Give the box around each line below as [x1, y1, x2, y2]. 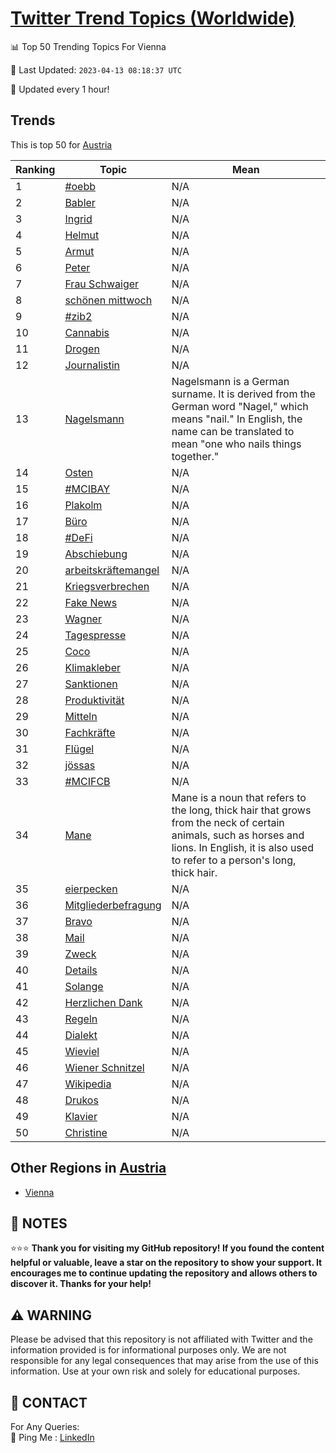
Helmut [64, 228, 100, 242]
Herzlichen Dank [64, 995, 143, 1009]
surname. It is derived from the [171, 387, 316, 401]
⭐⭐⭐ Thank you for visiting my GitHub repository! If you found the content [10, 1242, 325, 1254]
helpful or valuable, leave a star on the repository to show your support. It [10, 1257, 323, 1269]
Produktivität [64, 693, 125, 707]
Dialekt [64, 1028, 98, 1042]
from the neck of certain [171, 815, 285, 829]
